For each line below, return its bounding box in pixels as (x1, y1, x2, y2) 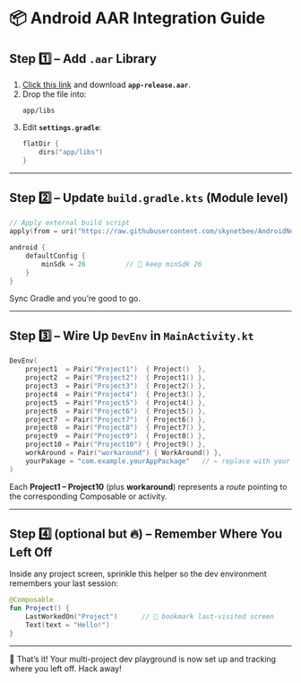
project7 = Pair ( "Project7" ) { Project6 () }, (25, 415, 206, 424)
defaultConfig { (25, 251, 87, 261)
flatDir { (21, 139, 60, 148)
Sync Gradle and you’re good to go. (9, 293, 141, 303)
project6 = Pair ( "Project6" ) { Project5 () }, (25, 407, 206, 416)
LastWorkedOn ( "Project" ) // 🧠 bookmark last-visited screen (25, 612, 275, 621)
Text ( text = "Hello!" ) (25, 621, 110, 630)
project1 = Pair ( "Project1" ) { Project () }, (25, 365, 206, 374)
